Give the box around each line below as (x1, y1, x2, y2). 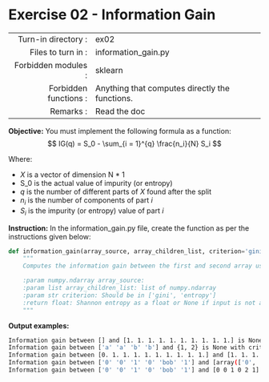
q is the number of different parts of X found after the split (19, 187, 212, 196)
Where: (8, 154, 33, 163)
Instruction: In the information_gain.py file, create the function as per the (8, 223, 250, 233)
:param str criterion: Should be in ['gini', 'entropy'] (22, 291, 217, 300)
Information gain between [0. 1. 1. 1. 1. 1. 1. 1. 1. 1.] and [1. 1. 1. (8, 351, 260, 360)
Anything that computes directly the (94, 82, 231, 94)
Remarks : (50, 106, 88, 117)
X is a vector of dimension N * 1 (19, 170, 126, 179)
